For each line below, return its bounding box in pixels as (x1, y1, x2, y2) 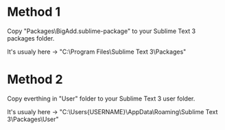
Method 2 (7, 72, 63, 87)
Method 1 (7, 4, 61, 20)
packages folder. (7, 34, 55, 42)
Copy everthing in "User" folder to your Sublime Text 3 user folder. (7, 94, 196, 102)
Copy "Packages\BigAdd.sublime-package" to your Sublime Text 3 (7, 27, 196, 35)
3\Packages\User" (7, 115, 60, 123)
